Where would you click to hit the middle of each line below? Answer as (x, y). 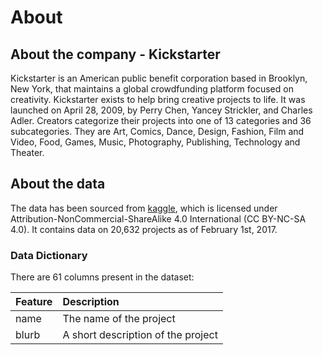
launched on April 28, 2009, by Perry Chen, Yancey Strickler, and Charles (161, 110)
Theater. (27, 152)
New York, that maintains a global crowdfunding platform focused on (152, 89)
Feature (34, 302)
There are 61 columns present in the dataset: (102, 277)
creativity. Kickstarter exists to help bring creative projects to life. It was (158, 99)
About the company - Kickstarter (115, 54)
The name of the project (119, 319)
